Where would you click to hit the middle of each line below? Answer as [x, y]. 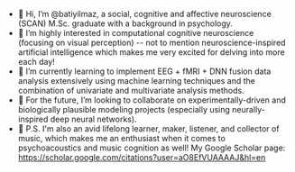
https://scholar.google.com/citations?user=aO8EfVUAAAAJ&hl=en [142, 157]
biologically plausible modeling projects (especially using [124, 109]
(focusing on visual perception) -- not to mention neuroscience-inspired [152, 42]
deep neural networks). [93, 119]
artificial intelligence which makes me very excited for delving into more [152, 52]
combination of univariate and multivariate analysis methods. [131, 91]
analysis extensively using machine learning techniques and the [136, 81]
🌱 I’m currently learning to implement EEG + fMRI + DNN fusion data [144, 71]
